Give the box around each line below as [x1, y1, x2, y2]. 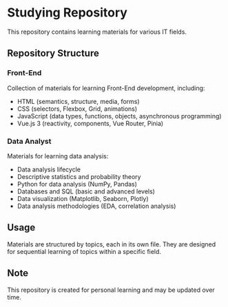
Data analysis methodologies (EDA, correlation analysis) [17, 202, 176, 210]
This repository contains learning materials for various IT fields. [7, 28, 187, 36]
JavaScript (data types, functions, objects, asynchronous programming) [17, 112, 222, 120]
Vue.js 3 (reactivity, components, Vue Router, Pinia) [17, 119, 164, 127]
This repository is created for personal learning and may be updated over [7, 286, 215, 294]
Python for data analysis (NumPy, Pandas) [17, 180, 138, 188]
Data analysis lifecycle [17, 165, 81, 173]
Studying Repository [7, 5, 127, 21]
